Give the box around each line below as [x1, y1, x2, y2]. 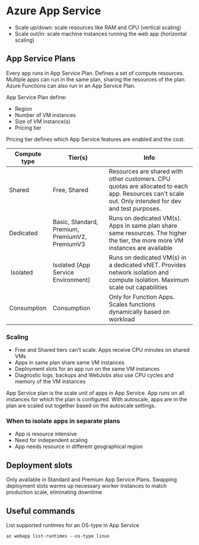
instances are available [108, 244, 173, 252]
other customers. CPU [108, 174, 171, 182]
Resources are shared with [108, 167, 184, 175]
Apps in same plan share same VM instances [14, 359, 125, 366]
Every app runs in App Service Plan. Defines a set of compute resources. [6, 70, 185, 77]
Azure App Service [6, 4, 101, 18]
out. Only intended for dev [108, 197, 182, 205]
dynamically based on [108, 307, 170, 316]
